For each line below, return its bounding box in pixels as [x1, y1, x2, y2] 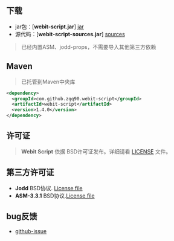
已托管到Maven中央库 [21, 78, 76, 85]
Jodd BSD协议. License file [14, 184, 83, 191]
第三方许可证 [6, 167, 54, 178]
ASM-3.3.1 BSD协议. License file [14, 192, 95, 199]
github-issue [14, 228, 47, 235]
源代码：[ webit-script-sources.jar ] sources [14, 30, 125, 37]
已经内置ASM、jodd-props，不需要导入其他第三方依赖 [21, 43, 156, 50]
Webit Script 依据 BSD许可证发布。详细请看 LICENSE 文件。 [21, 147, 172, 155]
